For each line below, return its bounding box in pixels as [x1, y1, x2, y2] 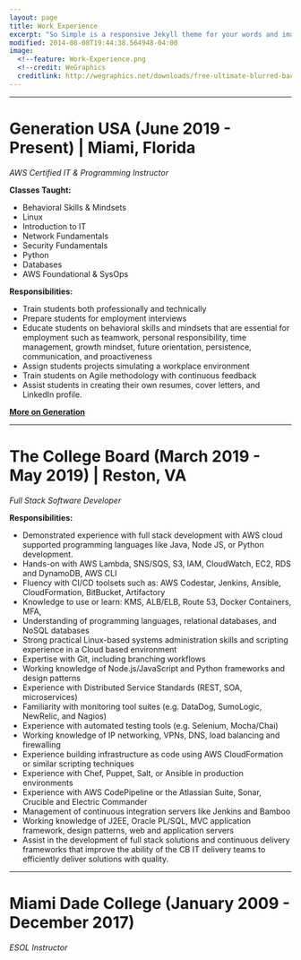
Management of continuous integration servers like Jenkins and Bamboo [21, 806, 291, 817]
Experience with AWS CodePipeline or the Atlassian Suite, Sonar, [21, 786, 262, 798]
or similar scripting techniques [21, 758, 134, 769]
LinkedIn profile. [21, 389, 82, 400]
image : [9, 47, 34, 56]
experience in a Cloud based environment [21, 644, 177, 654]
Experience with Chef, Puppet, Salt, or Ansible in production [21, 767, 245, 778]
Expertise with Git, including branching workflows [21, 653, 206, 664]
